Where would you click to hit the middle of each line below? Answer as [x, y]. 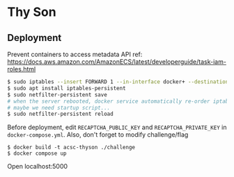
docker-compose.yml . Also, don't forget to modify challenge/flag [98, 135]
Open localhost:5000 [38, 167]
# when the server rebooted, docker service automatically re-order [109, 101]
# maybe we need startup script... [59, 108]
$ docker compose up [37, 153]
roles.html [22, 69]
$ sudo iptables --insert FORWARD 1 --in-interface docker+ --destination [118, 82]
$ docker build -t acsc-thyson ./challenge [71, 147]
